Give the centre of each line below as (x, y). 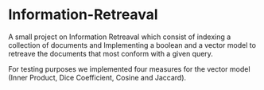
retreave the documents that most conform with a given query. (111, 53)
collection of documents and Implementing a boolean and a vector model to (132, 45)
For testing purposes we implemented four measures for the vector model (129, 68)
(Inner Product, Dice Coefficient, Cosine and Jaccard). (97, 77)
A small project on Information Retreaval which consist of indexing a (120, 37)
